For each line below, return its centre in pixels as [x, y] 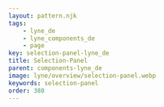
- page [34, 46]
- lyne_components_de [59, 38]
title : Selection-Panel [48, 61]
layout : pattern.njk [43, 16]
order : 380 [27, 91]
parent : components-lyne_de [55, 68]
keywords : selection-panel [53, 83]
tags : [17, 23]
